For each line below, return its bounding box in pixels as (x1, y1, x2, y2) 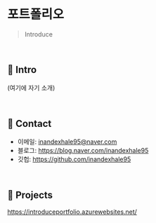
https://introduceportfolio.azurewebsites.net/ (7, 208, 137, 216)
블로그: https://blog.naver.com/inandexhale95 (17, 146, 149, 154)
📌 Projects (7, 189, 53, 201)
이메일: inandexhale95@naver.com (17, 137, 117, 146)
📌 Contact (7, 118, 52, 130)
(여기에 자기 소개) (7, 83, 56, 92)
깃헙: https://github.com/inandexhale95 (17, 155, 131, 163)
